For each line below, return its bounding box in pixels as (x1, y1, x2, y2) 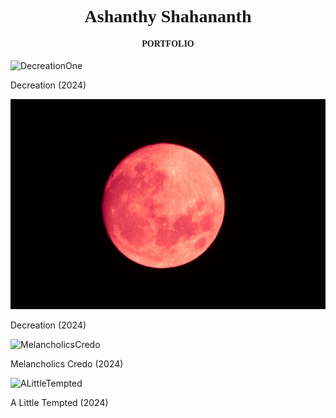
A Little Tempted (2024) (10, 397, 109, 409)
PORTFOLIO (141, 38, 195, 49)
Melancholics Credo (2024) (10, 358, 124, 370)
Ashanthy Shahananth (84, 6, 252, 27)
